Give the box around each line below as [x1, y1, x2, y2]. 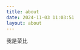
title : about [6, 8, 39, 15]
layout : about [6, 20, 42, 26]
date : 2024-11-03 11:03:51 [6, 14, 75, 20]
